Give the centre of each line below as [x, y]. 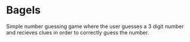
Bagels [23, 10]
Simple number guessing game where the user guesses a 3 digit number [95, 26]
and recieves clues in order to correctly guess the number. [78, 32]
